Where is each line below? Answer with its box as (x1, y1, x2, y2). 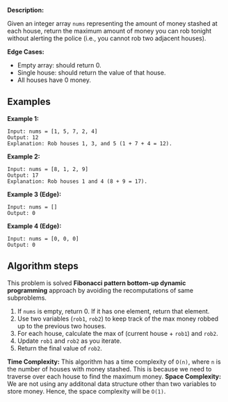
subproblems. (7, 294, 47, 302)
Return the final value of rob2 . (17, 344, 102, 352)
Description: (7, 6, 44, 14)
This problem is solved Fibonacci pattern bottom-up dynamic (7, 278, 186, 287)
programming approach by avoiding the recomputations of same (7, 286, 193, 294)
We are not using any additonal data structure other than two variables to (7, 379, 217, 388)
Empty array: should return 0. (17, 61, 102, 69)
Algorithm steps (7, 260, 79, 272)
